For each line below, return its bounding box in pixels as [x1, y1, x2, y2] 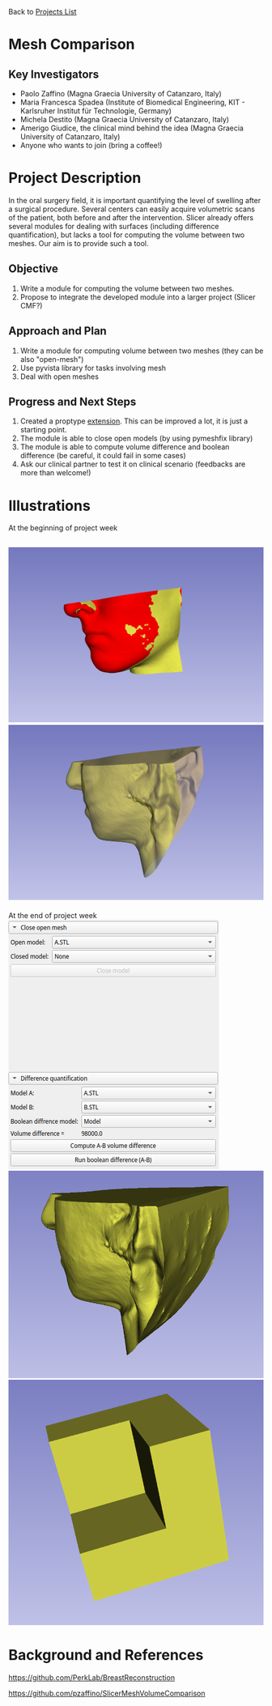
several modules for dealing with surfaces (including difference [8, 221, 220, 231]
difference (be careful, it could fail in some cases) [19, 451, 186, 461]
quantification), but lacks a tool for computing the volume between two [8, 230, 245, 240]
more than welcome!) [19, 468, 91, 478]
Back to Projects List [8, 7, 77, 16]
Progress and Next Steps [8, 394, 137, 408]
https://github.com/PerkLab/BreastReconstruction [8, 1672, 176, 1683]
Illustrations [8, 496, 91, 515]
